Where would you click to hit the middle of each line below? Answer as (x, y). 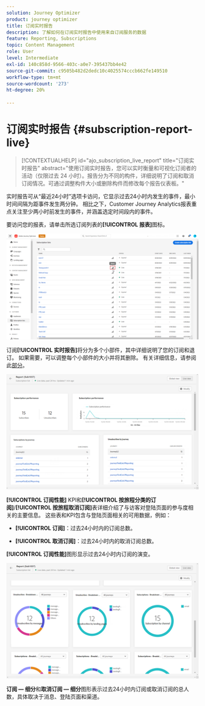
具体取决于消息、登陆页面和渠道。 (59, 697)
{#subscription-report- (133, 130)
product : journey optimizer (42, 19)
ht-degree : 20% (26, 90)
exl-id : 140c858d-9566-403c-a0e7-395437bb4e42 (67, 64)
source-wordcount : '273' (38, 84)
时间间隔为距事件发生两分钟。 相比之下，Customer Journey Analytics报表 (99, 204)
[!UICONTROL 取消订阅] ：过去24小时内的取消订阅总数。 (86, 541)
